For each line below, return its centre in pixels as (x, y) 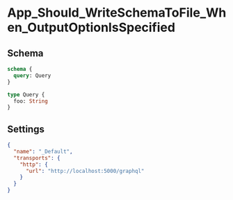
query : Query (32, 75)
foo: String (31, 101)
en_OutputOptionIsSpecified (91, 27)
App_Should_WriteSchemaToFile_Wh (117, 13)
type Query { (26, 94)
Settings (26, 129)
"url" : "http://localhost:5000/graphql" (85, 171)
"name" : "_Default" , (43, 151)
